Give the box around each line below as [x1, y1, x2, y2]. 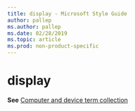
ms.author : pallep [7, 23, 61, 30]
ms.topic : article [7, 36, 61, 43]
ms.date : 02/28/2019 [7, 29, 68, 37]
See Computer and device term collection [7, 96, 129, 104]
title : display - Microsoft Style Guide [7, 10, 128, 17]
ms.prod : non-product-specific [7, 43, 99, 50]
